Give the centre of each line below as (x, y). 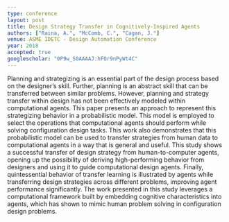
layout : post (26, 20)
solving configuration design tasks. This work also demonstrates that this (112, 130)
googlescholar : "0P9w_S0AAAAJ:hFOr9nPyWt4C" (73, 59)
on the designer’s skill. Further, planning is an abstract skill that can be (108, 86)
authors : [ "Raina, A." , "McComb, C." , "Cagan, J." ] (83, 33)
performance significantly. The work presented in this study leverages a (110, 189)
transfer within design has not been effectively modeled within (96, 101)
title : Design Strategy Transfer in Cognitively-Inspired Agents (103, 26)
